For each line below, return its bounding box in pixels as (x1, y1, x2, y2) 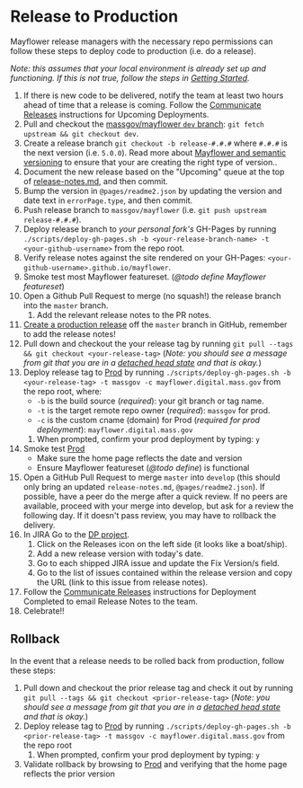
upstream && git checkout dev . (22, 128, 139, 138)
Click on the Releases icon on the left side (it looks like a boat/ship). (36, 538, 288, 549)
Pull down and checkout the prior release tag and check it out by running (22, 682, 294, 693)
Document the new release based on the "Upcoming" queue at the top (22, 166, 285, 177)
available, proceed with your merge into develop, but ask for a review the (22, 500, 294, 511)
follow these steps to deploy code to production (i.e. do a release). (10, 45, 257, 56)
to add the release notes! (22, 328, 116, 339)
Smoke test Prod (22, 443, 85, 454)
